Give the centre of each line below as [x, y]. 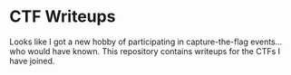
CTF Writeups [63, 17]
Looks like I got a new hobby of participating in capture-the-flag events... [146, 42]
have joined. [32, 61]
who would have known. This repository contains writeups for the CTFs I [145, 51]
